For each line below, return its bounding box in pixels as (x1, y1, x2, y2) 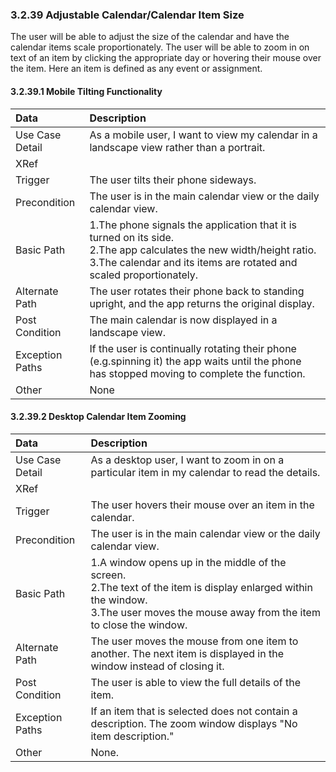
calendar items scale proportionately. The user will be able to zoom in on (10, 41, 310, 53)
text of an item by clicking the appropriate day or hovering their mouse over (10, 52, 322, 64)
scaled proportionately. (89, 268, 199, 282)
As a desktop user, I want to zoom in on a (90, 453, 285, 467)
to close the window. (90, 618, 188, 632)
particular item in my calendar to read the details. (90, 465, 321, 479)
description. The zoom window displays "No (90, 716, 298, 730)
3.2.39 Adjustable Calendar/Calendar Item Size (10, 8, 245, 22)
